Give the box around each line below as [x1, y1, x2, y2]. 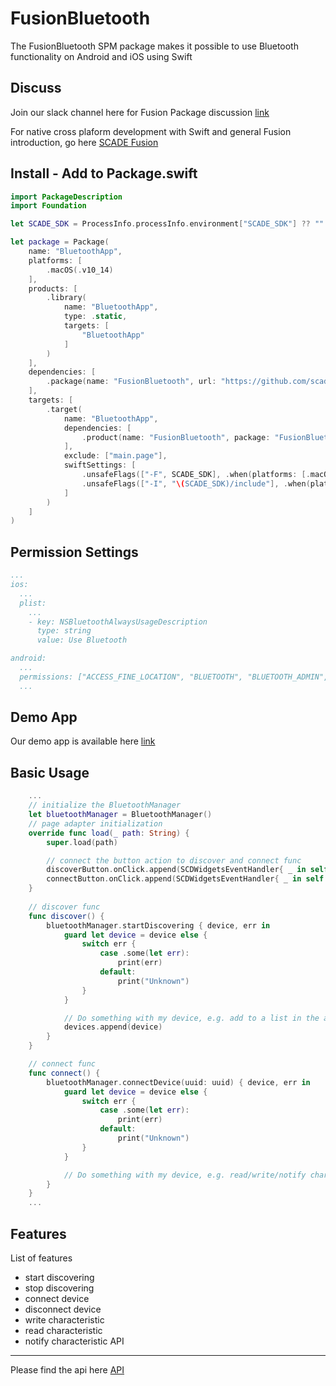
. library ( [46, 293, 87, 303]
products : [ [28, 283, 78, 294]
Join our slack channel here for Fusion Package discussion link [10, 106, 270, 118]
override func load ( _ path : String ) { [28, 828, 190, 838]
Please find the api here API [10, 1363, 125, 1376]
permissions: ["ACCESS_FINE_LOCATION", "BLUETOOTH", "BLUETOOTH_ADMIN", [19, 672, 329, 682]
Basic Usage [10, 764, 90, 781]
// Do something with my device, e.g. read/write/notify [63, 1170, 307, 1180]
